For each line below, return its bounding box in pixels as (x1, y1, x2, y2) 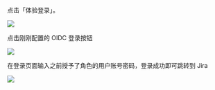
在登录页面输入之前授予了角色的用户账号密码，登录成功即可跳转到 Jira (7, 62, 208, 69)
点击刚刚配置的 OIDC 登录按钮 (7, 34, 93, 42)
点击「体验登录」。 (7, 6, 59, 14)
